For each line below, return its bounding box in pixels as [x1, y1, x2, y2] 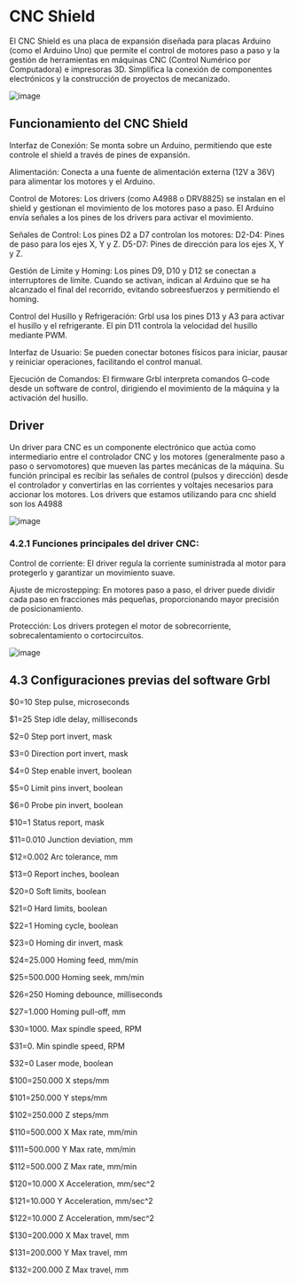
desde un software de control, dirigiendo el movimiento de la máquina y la [9, 383, 280, 393]
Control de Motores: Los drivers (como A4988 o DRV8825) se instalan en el [9, 193, 285, 203]
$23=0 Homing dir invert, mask [9, 937, 124, 947]
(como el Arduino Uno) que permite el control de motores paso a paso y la [9, 44, 280, 55]
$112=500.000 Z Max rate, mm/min [9, 1161, 137, 1171]
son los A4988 [9, 498, 63, 509]
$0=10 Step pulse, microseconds [9, 696, 130, 707]
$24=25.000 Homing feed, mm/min [9, 955, 139, 965]
